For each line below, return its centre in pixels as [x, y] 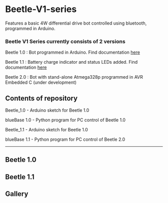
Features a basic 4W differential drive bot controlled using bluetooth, [76, 23]
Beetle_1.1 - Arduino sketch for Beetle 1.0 [47, 130]
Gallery [17, 194]
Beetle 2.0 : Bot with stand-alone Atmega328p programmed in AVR [74, 77]
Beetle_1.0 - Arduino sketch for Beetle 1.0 [47, 110]
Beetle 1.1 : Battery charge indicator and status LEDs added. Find [71, 62]
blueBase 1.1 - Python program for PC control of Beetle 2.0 [65, 139]
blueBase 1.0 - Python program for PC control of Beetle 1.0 [65, 120]
